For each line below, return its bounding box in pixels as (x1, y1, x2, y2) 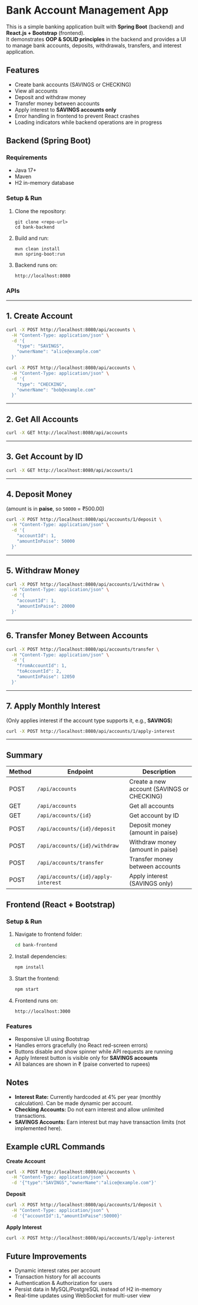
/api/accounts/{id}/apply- (37, 873, 113, 880)
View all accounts (14, 87, 58, 94)
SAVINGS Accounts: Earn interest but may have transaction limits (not (14, 1118, 186, 1125)
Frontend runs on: (14, 997, 58, 1004)
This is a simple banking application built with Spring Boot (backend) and (6, 23, 184, 30)
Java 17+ (14, 167, 37, 174)
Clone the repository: (14, 207, 67, 214)
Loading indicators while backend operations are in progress (14, 119, 162, 126)
